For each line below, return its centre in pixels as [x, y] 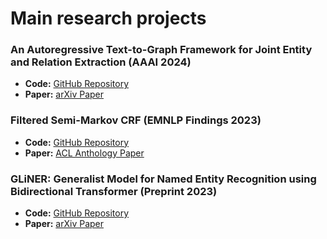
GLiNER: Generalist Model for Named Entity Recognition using [163, 179]
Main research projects [108, 18]
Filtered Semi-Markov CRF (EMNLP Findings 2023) [136, 120]
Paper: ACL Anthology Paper [84, 153]
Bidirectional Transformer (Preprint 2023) [114, 191]
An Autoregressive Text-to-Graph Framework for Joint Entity [161, 50]
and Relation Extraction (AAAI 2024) [101, 62]
